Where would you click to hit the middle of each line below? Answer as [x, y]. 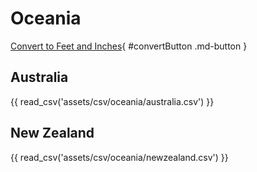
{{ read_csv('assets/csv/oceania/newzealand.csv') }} [119, 157]
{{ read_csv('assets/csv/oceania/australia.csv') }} [112, 101]
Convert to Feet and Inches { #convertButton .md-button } [129, 46]
